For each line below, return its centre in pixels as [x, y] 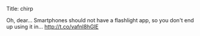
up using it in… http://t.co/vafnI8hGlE [53, 27]
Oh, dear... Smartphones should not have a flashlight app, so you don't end [100, 20]
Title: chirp [20, 9]
